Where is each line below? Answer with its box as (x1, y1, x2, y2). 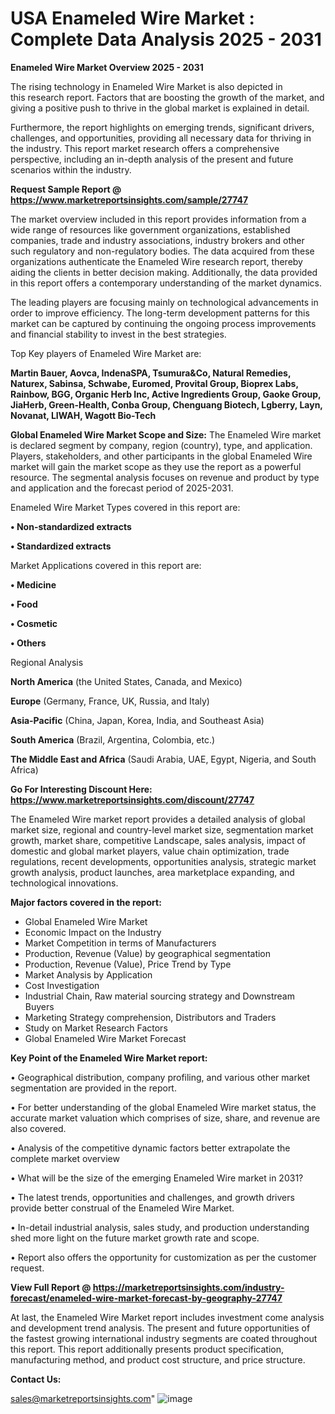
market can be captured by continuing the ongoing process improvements (10, 317, 317, 329)
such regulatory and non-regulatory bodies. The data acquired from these (10, 245, 315, 257)
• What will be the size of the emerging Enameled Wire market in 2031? (10, 1172, 304, 1184)
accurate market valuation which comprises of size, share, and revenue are (10, 1112, 321, 1124)
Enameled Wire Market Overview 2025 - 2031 (10, 61, 204, 73)
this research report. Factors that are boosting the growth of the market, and (10, 91, 325, 103)
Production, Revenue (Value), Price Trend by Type (24, 958, 232, 970)
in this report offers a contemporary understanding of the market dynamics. (10, 277, 322, 289)
